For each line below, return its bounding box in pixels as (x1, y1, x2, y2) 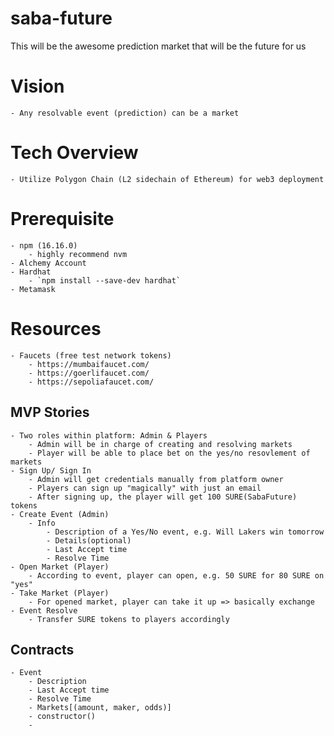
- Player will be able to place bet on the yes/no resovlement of (28, 448, 311, 458)
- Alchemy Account (10, 258, 87, 268)
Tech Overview (10, 142, 139, 164)
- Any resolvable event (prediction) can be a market (10, 108, 240, 118)
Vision (10, 75, 65, 98)
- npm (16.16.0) (10, 240, 78, 251)
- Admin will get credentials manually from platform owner (28, 474, 284, 484)
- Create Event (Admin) (10, 509, 110, 519)
